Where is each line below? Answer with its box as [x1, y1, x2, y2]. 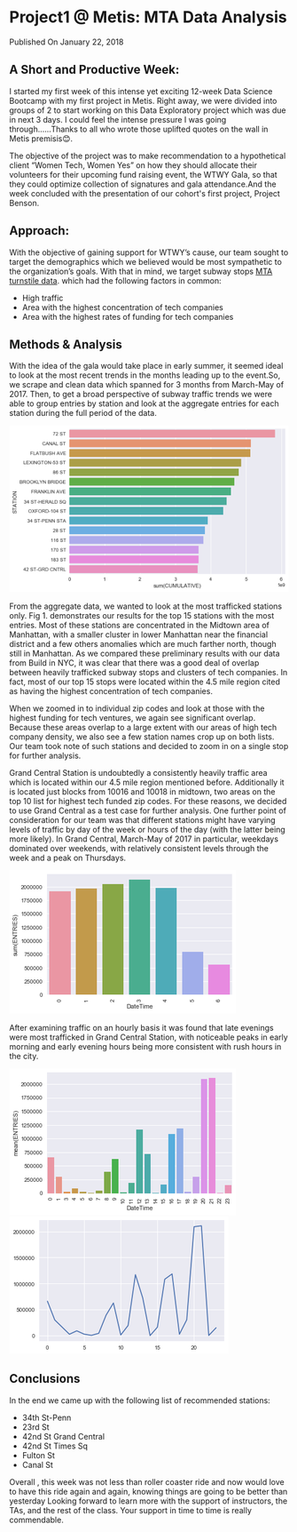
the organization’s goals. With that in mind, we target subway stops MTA [9, 266, 273, 276]
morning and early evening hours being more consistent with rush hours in [9, 1041, 282, 1051]
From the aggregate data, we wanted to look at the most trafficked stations [9, 601, 282, 611]
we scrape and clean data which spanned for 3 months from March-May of [9, 379, 285, 390]
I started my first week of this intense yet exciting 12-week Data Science [9, 85, 273, 96]
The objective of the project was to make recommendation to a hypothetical [9, 150, 286, 161]
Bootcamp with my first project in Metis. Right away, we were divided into [9, 95, 277, 106]
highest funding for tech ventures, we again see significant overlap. [9, 712, 256, 722]
